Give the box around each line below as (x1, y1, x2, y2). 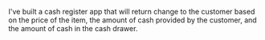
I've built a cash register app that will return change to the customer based (8, 7, 255, 16)
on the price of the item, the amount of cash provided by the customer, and (8, 15, 257, 25)
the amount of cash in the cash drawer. (8, 24, 138, 33)
